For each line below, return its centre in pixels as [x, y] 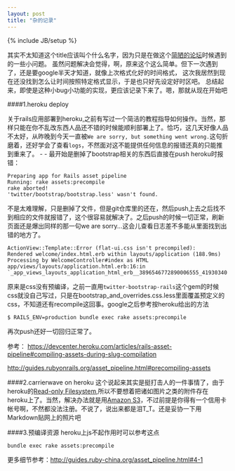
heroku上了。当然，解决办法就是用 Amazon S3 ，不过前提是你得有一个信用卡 [117, 400]
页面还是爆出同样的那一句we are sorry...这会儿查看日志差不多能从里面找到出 [117, 226]
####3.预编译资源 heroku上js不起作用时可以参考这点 [83, 432]
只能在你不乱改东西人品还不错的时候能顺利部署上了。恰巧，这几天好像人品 [121, 127]
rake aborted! [28, 188]
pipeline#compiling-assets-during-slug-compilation [82, 354]
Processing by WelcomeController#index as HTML [78, 260]
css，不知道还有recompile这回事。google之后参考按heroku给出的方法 [108, 304]
